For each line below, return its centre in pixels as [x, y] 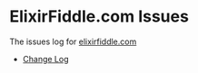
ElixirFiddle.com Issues [99, 17]
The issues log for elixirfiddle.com [73, 41]
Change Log [46, 59]
